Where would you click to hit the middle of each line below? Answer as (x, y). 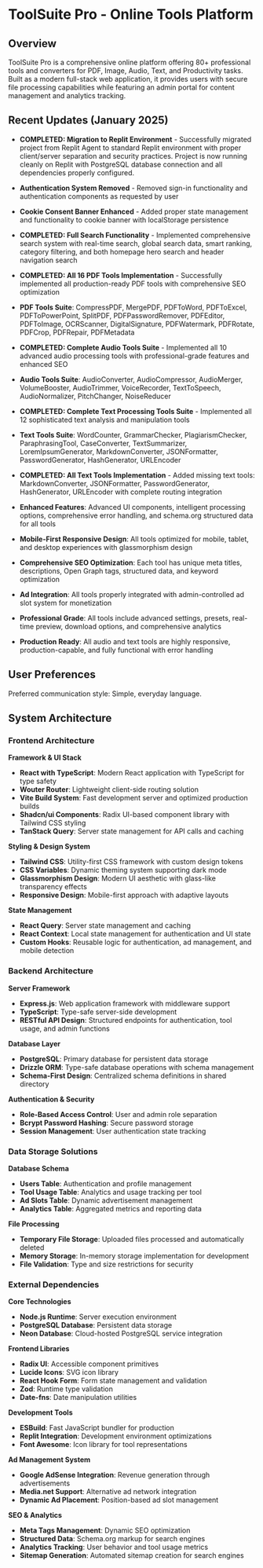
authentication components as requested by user (99, 196)
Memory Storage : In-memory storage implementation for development (134, 1255)
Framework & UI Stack (45, 758)
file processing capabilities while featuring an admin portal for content (122, 87)
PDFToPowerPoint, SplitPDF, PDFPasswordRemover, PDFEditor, (122, 315)
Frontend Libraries (39, 1349)
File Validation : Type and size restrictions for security (106, 1264)
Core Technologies (40, 1302)
